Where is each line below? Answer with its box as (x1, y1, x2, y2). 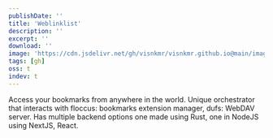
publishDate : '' (8, 11, 63, 20)
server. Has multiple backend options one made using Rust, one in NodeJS (8, 111, 259, 122)
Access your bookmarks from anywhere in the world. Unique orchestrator (8, 94, 256, 104)
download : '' (8, 42, 53, 50)
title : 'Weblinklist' (8, 19, 82, 28)
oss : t (8, 65, 31, 73)
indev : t (8, 72, 38, 80)
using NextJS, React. (8, 120, 79, 130)
